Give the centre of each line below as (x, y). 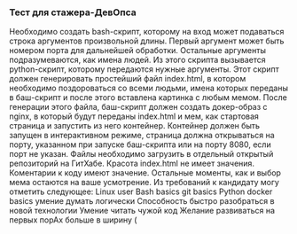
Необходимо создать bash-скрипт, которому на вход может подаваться (147, 32)
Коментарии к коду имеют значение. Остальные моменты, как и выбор (145, 173)
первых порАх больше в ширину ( (73, 220)
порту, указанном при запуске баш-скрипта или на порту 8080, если (141, 144)
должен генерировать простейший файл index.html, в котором (128, 79)
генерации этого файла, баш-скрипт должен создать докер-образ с (138, 107)
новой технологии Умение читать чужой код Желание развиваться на (142, 211)
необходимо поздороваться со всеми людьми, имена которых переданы (148, 88)
